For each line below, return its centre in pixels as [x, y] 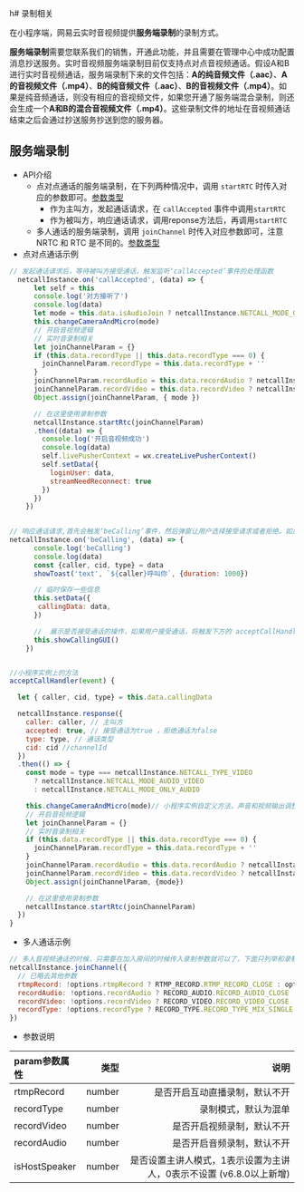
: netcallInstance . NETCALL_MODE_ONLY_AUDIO [117, 790]
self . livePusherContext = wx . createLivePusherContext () [149, 456]
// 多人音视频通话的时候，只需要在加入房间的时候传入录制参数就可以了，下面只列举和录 [150, 959]
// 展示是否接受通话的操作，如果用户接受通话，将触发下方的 [133, 631]
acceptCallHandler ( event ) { [62, 681]
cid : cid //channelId [66, 747]
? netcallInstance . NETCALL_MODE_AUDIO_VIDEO [119, 781]
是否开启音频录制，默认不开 [231, 1143]
